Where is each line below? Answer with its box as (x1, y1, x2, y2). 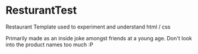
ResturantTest (5, 4, 77, 17)
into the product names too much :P (5, 41, 93, 48)
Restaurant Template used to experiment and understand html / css (5, 23, 171, 30)
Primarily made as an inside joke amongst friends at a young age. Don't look (5, 34, 193, 42)
